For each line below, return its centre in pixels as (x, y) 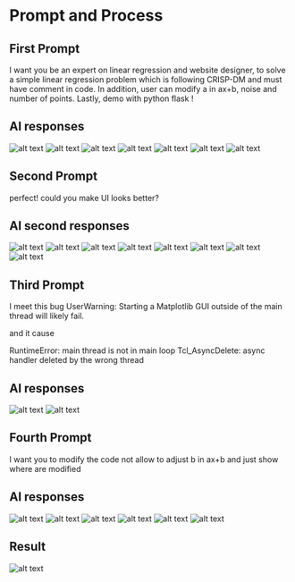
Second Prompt (54, 177)
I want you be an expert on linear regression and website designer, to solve (147, 70)
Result (28, 547)
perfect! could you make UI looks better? (84, 198)
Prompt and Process (86, 16)
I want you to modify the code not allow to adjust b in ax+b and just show (144, 459)
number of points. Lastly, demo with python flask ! (101, 98)
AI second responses (69, 226)
